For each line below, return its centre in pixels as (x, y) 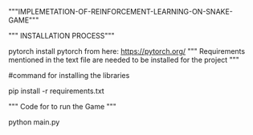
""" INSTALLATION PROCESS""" (61, 36)
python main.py (34, 122)
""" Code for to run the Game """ (62, 106)
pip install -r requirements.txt (56, 91)
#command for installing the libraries (69, 75)
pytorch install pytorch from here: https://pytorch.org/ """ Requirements (127, 51)
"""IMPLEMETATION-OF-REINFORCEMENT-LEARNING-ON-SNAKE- (120, 12)
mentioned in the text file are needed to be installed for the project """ (124, 60)
